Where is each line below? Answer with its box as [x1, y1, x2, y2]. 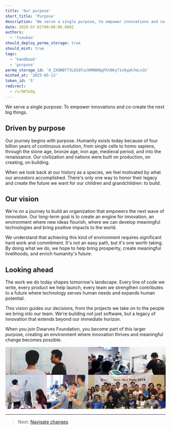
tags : [5, 51, 17, 56]
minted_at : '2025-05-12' [5, 73, 58, 78]
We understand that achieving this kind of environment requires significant [5, 234, 162, 241]
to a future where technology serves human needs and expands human [5, 290, 155, 296]
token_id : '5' [5, 78, 36, 84]
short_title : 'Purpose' [5, 13, 56, 19]
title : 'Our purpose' [5, 8, 51, 13]
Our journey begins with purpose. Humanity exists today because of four [5, 137, 158, 144]
